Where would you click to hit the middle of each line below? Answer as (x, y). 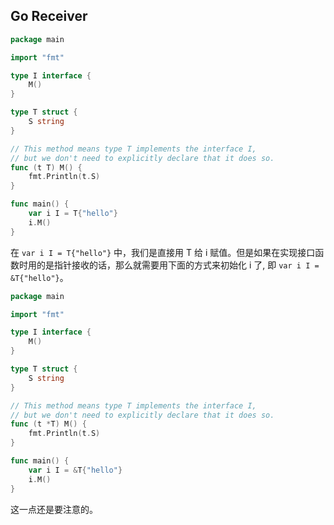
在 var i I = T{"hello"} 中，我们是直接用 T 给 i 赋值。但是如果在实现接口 (163, 252)
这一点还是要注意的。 (54, 509)
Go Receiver (49, 16)
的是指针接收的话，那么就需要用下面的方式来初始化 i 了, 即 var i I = (178, 265)
